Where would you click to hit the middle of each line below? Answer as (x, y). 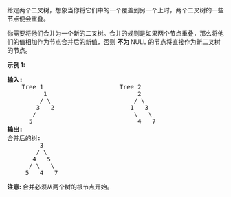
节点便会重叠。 (28, 19)
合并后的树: (24, 138)
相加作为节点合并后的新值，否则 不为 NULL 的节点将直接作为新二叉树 (123, 42)
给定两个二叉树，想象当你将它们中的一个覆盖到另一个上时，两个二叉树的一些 (115, 10)
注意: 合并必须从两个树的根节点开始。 (60, 187)
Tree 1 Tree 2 (81, 87)
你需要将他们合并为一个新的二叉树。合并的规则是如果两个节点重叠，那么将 (112, 33)
